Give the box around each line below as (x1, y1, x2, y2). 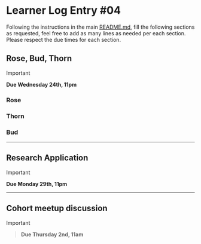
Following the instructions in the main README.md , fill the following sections (6, 23, 195, 30)
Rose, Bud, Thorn (6, 53, 72, 63)
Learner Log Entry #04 (6, 4, 121, 17)
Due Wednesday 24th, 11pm (6, 81, 77, 88)
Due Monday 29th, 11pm (6, 180, 68, 187)
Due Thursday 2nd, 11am (20, 231, 84, 238)
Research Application (6, 153, 89, 163)
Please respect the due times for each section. (6, 36, 121, 43)
